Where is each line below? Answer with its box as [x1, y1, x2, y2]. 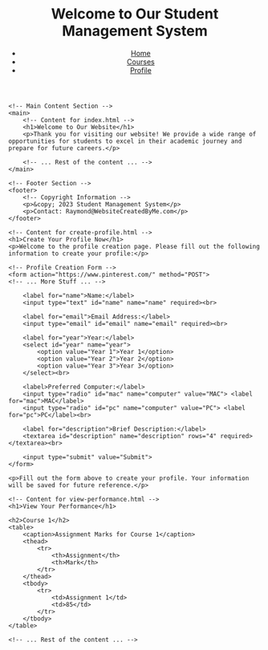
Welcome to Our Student [51, 5, 219, 23]
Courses [127, 57, 155, 67]
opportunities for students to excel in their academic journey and [8, 137, 242, 145]
